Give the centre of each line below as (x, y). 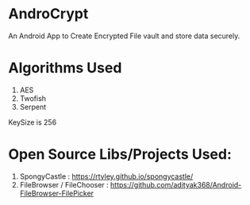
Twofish (33, 98)
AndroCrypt (48, 14)
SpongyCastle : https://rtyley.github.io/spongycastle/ (106, 176)
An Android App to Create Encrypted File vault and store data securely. (124, 36)
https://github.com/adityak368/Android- (176, 184)
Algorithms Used (65, 68)
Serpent (33, 106)
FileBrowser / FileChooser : (64, 184)
